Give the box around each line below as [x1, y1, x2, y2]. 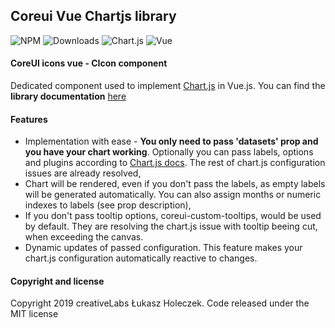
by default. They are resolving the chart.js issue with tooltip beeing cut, [24, 220, 318, 233]
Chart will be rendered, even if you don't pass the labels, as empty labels [24, 178, 326, 190]
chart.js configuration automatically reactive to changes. [24, 252, 258, 264]
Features [10, 113, 48, 125]
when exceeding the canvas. [24, 231, 144, 243]
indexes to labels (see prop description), [24, 199, 192, 211]
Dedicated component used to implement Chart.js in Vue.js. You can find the [10, 80, 326, 92]
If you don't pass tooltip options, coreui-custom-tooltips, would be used [24, 210, 322, 222]
